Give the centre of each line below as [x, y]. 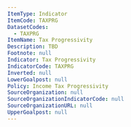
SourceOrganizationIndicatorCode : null [66, 99]
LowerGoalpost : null [38, 79]
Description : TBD [33, 47]
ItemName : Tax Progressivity [50, 40]
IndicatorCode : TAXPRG [40, 66]
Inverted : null [30, 73]
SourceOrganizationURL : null [50, 106]
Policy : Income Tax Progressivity [58, 86]
